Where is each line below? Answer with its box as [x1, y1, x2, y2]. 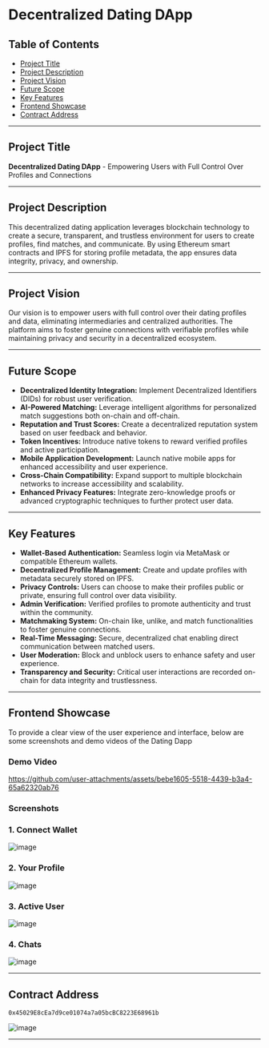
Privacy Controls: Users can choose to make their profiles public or [19, 582, 244, 592]
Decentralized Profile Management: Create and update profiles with [19, 565, 247, 575]
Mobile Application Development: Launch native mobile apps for [19, 454, 236, 464]
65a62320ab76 [8, 783, 59, 793]
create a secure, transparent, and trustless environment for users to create [8, 231, 255, 240]
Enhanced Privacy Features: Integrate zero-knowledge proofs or [19, 488, 236, 497]
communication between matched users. [19, 642, 155, 652]
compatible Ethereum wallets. [19, 556, 118, 566]
